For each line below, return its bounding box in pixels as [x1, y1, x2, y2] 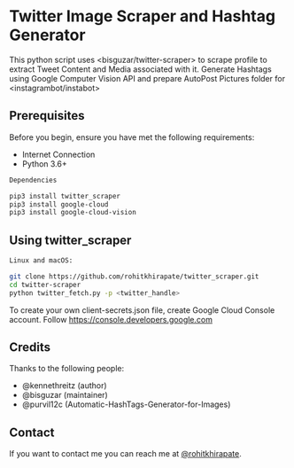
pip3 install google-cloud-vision [9, 208, 137, 217]
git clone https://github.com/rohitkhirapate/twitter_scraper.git [9, 272, 259, 281]
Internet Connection [21, 149, 96, 160]
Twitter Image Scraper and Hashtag [9, 6, 276, 27]
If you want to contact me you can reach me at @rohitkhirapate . [9, 448, 242, 459]
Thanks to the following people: [9, 363, 125, 374]
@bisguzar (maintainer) [21, 390, 108, 401]
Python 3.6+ [21, 158, 68, 169]
